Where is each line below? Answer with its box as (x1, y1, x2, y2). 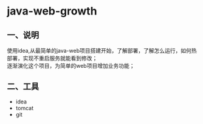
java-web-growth (7, 4, 97, 18)
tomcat (15, 104, 34, 111)
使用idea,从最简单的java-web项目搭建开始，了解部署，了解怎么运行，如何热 (7, 47, 197, 54)
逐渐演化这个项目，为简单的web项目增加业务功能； (7, 62, 135, 69)
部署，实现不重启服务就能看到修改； (7, 54, 98, 62)
